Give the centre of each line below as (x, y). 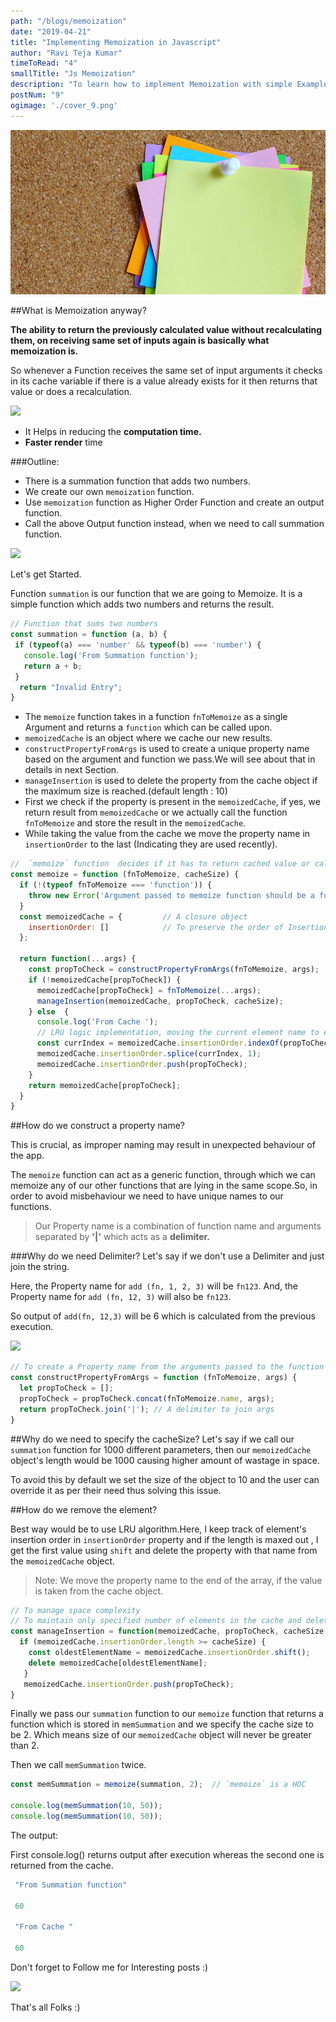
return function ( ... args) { (78, 959)
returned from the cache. (62, 1865)
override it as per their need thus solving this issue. (116, 1490)
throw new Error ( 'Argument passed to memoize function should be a (171, 895)
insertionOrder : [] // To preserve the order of (156, 927)
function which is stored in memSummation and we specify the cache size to (162, 1724)
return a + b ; (53, 666)
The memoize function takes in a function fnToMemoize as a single (156, 717)
